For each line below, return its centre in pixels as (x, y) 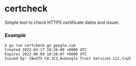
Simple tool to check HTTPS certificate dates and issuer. (62, 22)
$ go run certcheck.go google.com (40, 46)
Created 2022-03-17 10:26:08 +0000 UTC (46, 50)
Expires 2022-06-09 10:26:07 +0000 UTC (46, 54)
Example (15, 35)
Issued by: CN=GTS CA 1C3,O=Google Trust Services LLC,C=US (68, 59)
